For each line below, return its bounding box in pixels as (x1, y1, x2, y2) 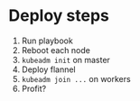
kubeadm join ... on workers (21, 73, 132, 84)
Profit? (21, 83, 47, 94)
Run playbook (21, 35, 73, 46)
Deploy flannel (21, 64, 76, 75)
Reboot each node (21, 44, 91, 55)
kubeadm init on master (21, 54, 110, 65)
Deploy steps (8, 5, 109, 26)
